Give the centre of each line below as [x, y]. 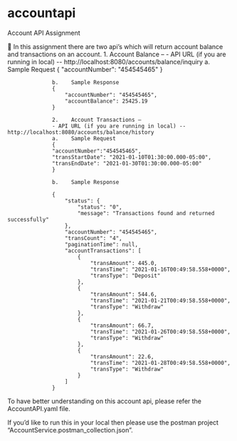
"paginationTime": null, [101, 244]
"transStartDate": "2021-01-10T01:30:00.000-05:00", [132, 157]
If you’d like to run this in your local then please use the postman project [113, 422]
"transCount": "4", [93, 238]
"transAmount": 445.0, [124, 263]
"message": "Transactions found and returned [146, 213]
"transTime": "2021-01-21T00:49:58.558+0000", [160, 301]
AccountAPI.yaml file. [39, 408]
